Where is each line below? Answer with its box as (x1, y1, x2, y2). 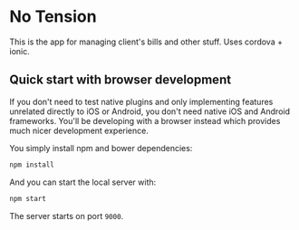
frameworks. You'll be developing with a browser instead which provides (9, 115, 281, 126)
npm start (9, 194, 47, 203)
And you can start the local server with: (9, 177, 157, 187)
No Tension (9, 6, 97, 27)
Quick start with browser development (9, 72, 232, 88)
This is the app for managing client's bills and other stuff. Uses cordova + (9, 36, 284, 47)
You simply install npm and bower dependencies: (9, 142, 193, 153)
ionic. (9, 45, 30, 56)
